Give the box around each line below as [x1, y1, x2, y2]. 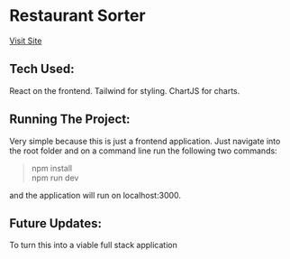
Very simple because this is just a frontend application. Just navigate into [9, 135, 281, 146]
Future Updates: [9, 216, 102, 231]
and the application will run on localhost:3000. [9, 190, 182, 200]
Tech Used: [9, 61, 75, 77]
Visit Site [9, 35, 42, 46]
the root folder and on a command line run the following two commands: [9, 145, 277, 156]
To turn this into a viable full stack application [9, 240, 177, 251]
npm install [31, 162, 73, 173]
